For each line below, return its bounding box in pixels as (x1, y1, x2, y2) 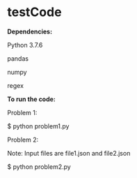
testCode (7, 4, 62, 20)
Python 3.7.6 (7, 40, 43, 49)
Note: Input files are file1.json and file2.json (7, 149, 131, 157)
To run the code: (7, 95, 56, 103)
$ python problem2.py (7, 162, 71, 171)
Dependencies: (7, 27, 53, 36)
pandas (7, 54, 29, 63)
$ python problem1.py (7, 121, 70, 130)
